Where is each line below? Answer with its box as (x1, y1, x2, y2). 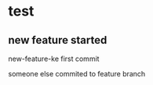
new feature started (8, 34, 107, 47)
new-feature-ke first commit (8, 54, 100, 63)
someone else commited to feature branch (8, 69, 146, 78)
